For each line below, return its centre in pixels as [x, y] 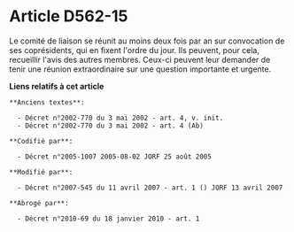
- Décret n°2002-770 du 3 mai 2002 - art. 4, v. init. [120, 118]
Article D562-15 [69, 16]
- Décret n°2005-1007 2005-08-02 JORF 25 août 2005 [115, 157]
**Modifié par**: [41, 172]
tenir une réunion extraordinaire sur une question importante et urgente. [140, 69]
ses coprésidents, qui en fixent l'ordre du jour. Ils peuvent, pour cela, [134, 50]
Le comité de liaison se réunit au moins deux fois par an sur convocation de [147, 41]
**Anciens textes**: [47, 102]
